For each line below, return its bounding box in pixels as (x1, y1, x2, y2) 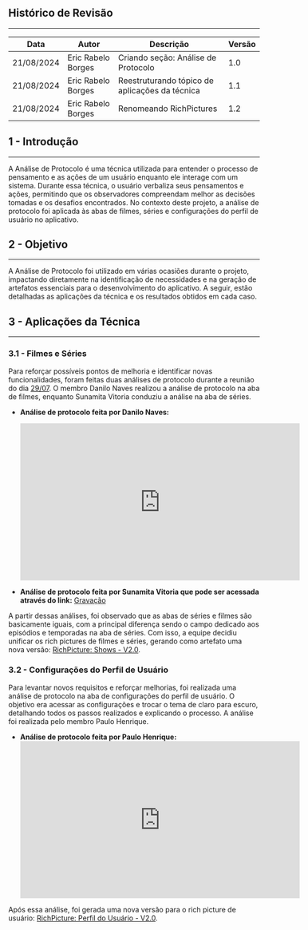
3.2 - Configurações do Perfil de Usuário (8, 664, 169, 675)
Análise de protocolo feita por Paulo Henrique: (19, 732, 177, 742)
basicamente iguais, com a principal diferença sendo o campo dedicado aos (8, 619, 259, 629)
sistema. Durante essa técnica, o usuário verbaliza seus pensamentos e (8, 180, 245, 190)
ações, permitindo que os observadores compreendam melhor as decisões (8, 189, 255, 199)
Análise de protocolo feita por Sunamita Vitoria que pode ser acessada (19, 587, 259, 596)
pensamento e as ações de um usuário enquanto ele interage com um (8, 172, 238, 182)
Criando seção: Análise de (118, 52, 217, 63)
